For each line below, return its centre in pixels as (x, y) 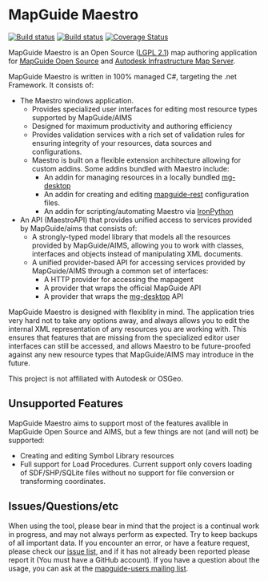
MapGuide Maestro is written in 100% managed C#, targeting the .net (123, 76)
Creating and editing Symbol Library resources (97, 455)
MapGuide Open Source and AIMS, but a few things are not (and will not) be (134, 431)
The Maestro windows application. (77, 100)
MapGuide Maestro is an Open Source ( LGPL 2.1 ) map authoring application (133, 52)
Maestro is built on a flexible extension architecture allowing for (136, 160)
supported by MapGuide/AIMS (82, 117)
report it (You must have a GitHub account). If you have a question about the (134, 559)
